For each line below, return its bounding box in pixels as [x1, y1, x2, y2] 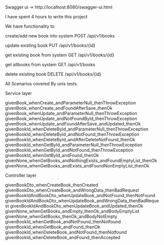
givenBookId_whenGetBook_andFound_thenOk [5, 224, 100, 230]
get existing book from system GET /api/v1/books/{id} [5, 52, 115, 58]
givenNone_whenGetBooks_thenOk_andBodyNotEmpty [5, 213, 118, 219]
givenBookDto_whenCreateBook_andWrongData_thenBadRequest [5, 187, 139, 193]
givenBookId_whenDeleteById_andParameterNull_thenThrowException [5, 126, 149, 132]
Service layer [5, 90, 32, 96]
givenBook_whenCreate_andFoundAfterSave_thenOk [5, 105, 113, 111]
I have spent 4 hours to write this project [5, 14, 88, 19]
